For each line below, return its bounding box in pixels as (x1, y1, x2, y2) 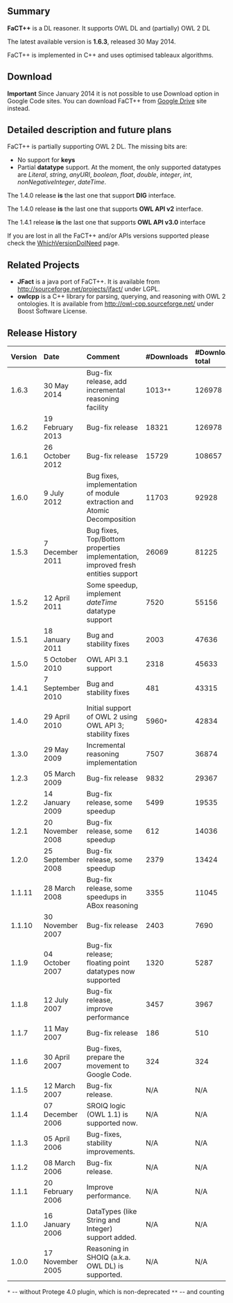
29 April (44, 712, 70, 722)
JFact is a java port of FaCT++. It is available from (17, 277, 160, 286)
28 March (44, 884, 76, 893)
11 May (44, 1024, 69, 1033)
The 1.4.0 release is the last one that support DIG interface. (7, 191, 176, 200)
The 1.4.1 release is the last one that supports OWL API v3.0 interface (7, 218, 206, 227)
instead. (7, 104, 31, 112)
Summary (7, 6, 51, 17)
